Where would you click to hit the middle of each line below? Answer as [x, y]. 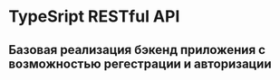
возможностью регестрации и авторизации [140, 63]
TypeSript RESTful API [94, 17]
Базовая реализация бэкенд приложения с [137, 50]
